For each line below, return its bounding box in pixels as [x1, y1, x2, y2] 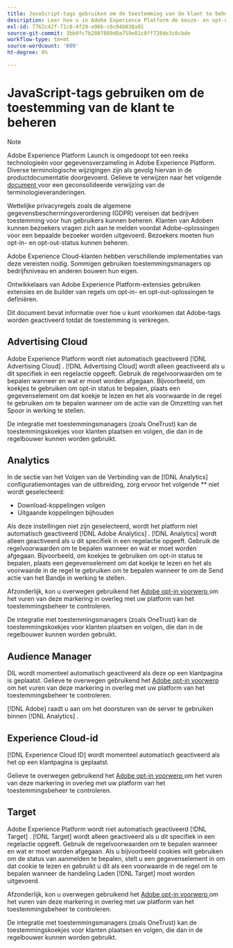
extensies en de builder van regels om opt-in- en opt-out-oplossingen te [7, 287, 214, 296]
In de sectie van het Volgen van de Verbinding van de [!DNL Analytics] [7, 473, 208, 481]
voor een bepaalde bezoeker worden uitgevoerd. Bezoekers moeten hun [7, 231, 214, 239]
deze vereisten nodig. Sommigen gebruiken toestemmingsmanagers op [7, 259, 212, 268]
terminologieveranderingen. [7, 188, 87, 196]
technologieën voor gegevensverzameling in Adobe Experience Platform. [7, 158, 216, 167]
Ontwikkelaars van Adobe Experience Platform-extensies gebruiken [7, 280, 201, 289]
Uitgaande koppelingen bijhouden [17, 508, 114, 517]
